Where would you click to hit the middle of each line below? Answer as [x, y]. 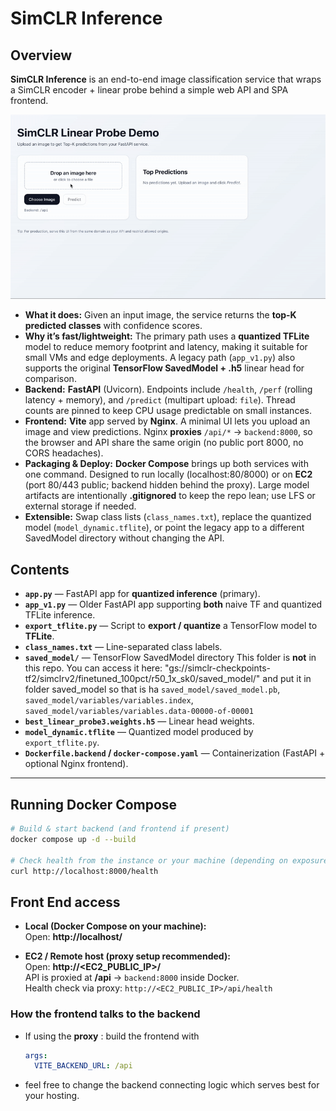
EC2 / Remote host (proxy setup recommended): [127, 956]
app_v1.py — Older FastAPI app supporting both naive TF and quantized [173, 604]
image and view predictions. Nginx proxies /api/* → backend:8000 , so [168, 432]
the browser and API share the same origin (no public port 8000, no [164, 443]
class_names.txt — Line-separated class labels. [123, 647]
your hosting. [52, 1096]
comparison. [50, 379]
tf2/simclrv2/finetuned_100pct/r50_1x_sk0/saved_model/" [142, 679]
